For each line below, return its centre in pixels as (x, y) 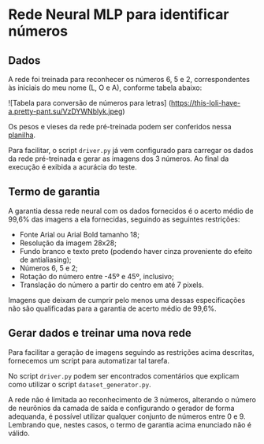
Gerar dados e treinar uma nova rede (100, 333)
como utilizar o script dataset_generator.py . (80, 384)
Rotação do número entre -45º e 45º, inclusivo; (97, 276)
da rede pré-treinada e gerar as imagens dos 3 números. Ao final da (119, 159)
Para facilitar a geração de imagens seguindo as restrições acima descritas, (131, 352)
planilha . (22, 135)
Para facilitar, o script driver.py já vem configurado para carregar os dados (131, 150)
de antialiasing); (46, 259)
